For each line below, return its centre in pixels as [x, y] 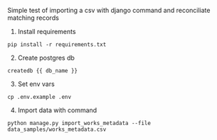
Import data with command [57, 110]
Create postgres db [46, 58]
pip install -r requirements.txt [57, 45]
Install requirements [47, 32]
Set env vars [36, 84]
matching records [33, 18]
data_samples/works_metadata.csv [57, 129]
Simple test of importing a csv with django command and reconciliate [109, 10]
